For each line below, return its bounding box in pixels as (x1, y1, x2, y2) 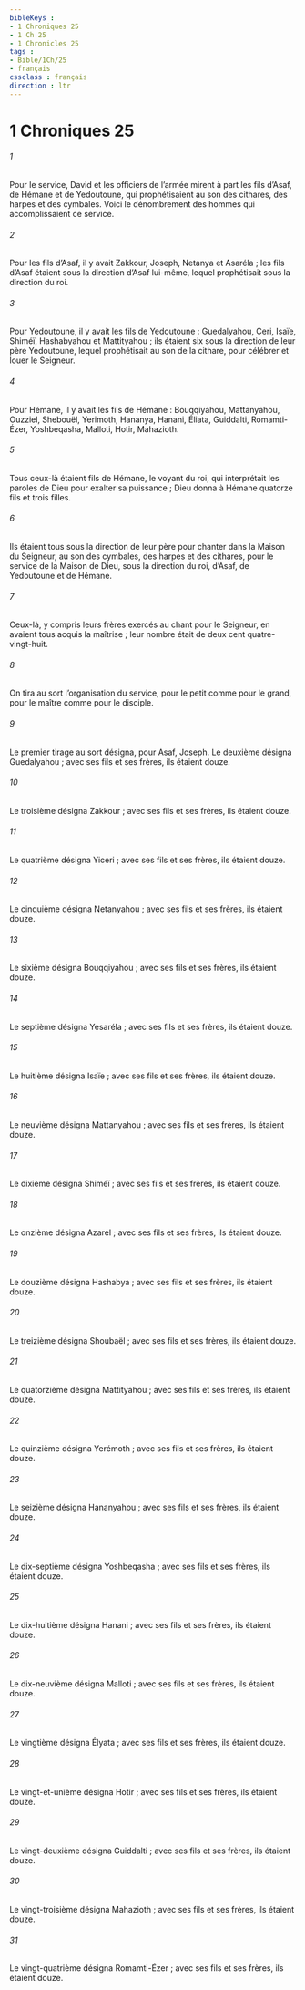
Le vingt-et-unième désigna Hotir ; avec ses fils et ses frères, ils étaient (9, 1786, 278, 1797)
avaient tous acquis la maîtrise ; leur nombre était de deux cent (9, 629, 246, 640)
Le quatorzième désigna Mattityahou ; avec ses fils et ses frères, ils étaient (9, 1385, 290, 1396)
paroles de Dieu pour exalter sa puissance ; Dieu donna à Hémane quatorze (9, 482, 293, 493)
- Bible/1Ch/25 (9, 56, 67, 65)
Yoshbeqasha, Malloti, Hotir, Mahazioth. (30, 423, 179, 434)
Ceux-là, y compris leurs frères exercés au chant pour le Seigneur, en (9, 619, 270, 630)
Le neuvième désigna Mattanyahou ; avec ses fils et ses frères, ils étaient (9, 1119, 285, 1130)
